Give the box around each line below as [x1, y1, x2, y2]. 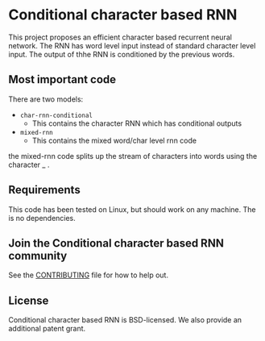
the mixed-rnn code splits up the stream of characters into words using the [8, 151, 258, 160]
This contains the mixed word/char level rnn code [31, 135, 197, 145]
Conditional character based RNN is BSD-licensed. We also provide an [8, 315, 242, 325]
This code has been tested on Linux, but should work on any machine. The [8, 204, 256, 214]
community [8, 248, 68, 263]
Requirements [8, 183, 81, 197]
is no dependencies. [8, 213, 77, 222]
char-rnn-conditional [19, 111, 93, 119]
